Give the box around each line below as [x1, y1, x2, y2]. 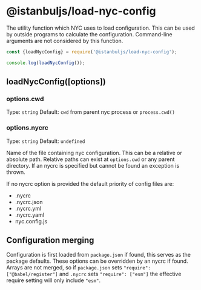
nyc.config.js [15, 217, 48, 225]
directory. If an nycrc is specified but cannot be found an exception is [6, 162, 180, 169]
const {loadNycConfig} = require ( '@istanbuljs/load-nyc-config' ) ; [6, 48, 177, 55]
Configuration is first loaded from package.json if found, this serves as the [6, 251, 191, 259]
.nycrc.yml [15, 205, 42, 212]
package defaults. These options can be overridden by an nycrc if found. [6, 257, 189, 265]
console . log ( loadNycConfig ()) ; [6, 59, 85, 66]
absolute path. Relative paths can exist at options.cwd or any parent [6, 156, 175, 163]
